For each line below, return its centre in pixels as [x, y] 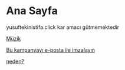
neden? [15, 61]
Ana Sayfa [32, 11]
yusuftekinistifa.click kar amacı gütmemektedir [63, 27]
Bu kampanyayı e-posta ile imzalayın [51, 50]
